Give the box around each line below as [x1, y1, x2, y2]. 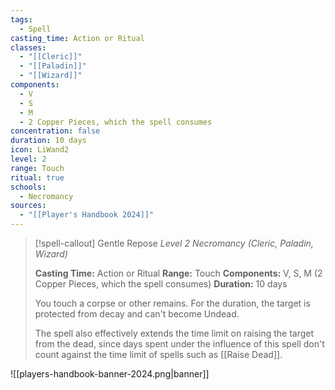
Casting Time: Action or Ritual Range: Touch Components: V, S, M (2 [34, 267, 323, 279]
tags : [10, 14, 33, 25]
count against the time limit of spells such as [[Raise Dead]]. [34, 349, 283, 360]
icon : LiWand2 [10, 145, 70, 155]
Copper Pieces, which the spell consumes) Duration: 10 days [34, 278, 288, 290]
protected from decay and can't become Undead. [34, 308, 240, 320]
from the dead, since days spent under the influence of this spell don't [34, 338, 325, 350]
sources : [10, 201, 47, 211]
